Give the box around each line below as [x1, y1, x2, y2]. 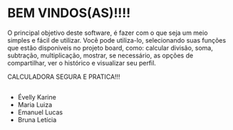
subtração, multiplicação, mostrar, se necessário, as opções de [7, 51, 194, 60]
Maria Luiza [17, 101, 53, 109]
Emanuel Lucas [17, 108, 63, 117]
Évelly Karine [17, 93, 57, 102]
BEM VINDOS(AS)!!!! [7, 5, 131, 21]
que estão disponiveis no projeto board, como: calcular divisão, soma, [7, 43, 214, 52]
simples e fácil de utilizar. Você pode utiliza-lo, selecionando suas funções [7, 36, 227, 44]
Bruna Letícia [17, 116, 57, 124]
